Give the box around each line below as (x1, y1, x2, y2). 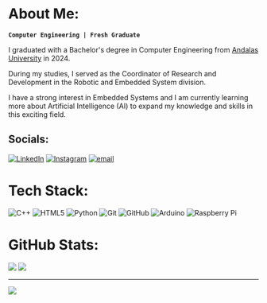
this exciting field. (8, 109, 66, 119)
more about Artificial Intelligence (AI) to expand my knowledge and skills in (8, 101, 253, 111)
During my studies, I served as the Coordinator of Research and (8, 68, 217, 78)
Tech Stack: (8, 181, 89, 200)
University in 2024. (8, 53, 71, 63)
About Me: (8, 5, 79, 23)
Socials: (8, 133, 49, 146)
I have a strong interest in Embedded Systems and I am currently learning (8, 92, 249, 102)
